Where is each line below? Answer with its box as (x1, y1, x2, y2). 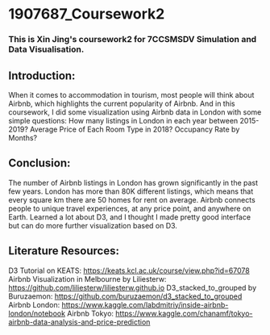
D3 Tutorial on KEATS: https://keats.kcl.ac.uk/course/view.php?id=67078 (8, 266, 250, 275)
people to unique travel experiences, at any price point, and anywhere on (8, 203, 251, 213)
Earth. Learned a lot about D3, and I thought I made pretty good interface (8, 211, 251, 222)
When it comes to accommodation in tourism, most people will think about (8, 90, 255, 99)
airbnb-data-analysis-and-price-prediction (8, 316, 151, 327)
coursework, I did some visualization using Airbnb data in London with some (8, 107, 262, 117)
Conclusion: (8, 157, 71, 170)
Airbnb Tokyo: (67, 308, 114, 318)
